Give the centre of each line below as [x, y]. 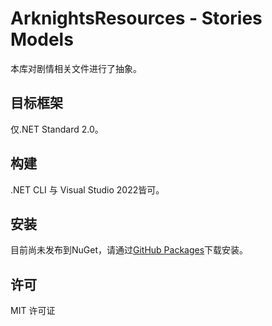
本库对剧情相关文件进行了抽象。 [76, 68]
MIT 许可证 [33, 311]
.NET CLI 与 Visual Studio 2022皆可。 [87, 189]
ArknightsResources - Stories [136, 18]
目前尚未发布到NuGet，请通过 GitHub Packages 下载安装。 [129, 250]
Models [42, 39]
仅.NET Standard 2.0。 [57, 129]
